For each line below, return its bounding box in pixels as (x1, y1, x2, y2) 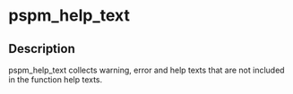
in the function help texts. (8, 74, 103, 85)
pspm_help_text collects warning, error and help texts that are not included (8, 64, 285, 75)
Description (8, 41, 75, 56)
